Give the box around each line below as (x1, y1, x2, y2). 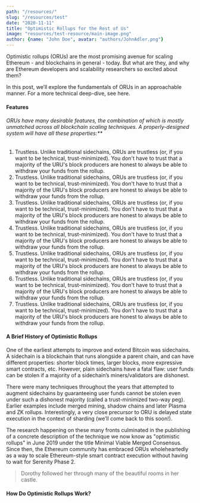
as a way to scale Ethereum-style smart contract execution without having (6, 452, 189, 459)
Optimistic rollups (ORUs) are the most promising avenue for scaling (6, 53, 173, 60)
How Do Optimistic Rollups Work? (6, 490, 91, 497)
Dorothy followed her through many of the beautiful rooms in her (20, 470, 180, 477)
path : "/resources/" (6, 8, 58, 15)
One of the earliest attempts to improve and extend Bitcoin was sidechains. (6, 347, 190, 353)
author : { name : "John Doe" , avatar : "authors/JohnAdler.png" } (6, 36, 164, 42)
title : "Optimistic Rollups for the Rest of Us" (6, 25, 129, 32)
